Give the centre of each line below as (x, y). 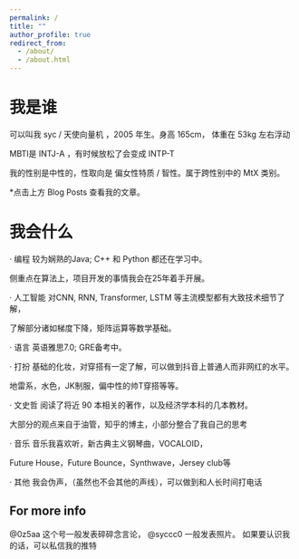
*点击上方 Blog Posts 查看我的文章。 (77, 192)
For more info (48, 511)
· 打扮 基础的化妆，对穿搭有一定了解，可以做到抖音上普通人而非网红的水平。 (152, 366)
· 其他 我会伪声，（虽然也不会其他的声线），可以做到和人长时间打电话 (136, 482)
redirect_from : (38, 43)
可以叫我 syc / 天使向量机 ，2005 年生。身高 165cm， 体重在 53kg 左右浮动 (150, 134)
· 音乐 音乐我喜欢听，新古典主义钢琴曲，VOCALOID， (109, 443)
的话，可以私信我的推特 (53, 545)
